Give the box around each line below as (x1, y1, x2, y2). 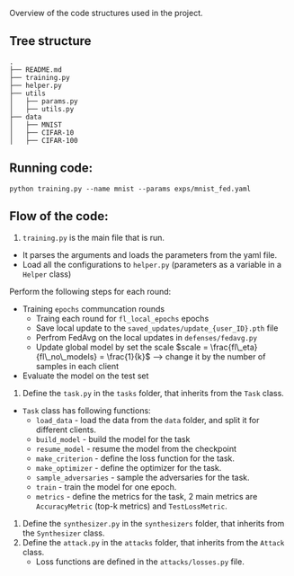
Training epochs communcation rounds (22, 304, 165, 315)
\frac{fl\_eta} (209, 341, 258, 353)
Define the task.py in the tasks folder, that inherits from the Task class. (22, 388, 285, 399)
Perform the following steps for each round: (9, 287, 172, 297)
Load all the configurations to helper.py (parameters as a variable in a (22, 260, 281, 270)
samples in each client (35, 361, 120, 372)
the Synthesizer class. (22, 527, 105, 538)
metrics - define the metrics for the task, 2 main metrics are (35, 492, 258, 502)
